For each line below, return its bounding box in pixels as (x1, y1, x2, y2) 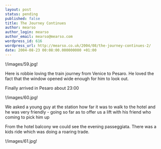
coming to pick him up (5, 114, 50, 120)
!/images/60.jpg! (5, 94, 38, 100)
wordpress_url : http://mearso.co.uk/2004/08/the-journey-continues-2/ (5, 43, 151, 48)
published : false (5, 16, 40, 21)
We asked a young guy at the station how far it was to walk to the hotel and (5, 104, 156, 110)
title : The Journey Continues (5, 20, 67, 26)
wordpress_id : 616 (5, 39, 42, 44)
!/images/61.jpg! (5, 138, 37, 144)
